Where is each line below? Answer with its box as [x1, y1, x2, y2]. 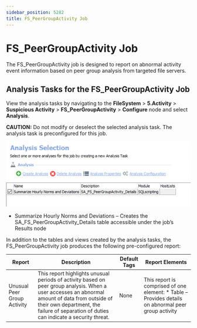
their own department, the [38, 301, 101, 308]
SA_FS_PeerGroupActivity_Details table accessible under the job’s [14, 218, 174, 225]
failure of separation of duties [38, 307, 110, 315]
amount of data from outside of [38, 295, 113, 302]
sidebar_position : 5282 [6, 9, 64, 15]
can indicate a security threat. [38, 314, 110, 321]
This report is [143, 276, 176, 283]
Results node [14, 225, 47, 232]
